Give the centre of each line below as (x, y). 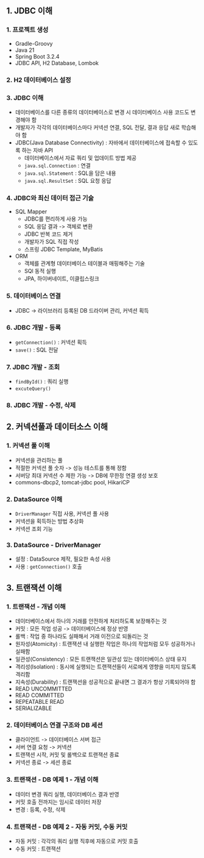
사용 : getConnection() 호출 (48, 567)
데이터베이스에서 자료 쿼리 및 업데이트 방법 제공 (80, 158)
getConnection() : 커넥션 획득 (51, 342)
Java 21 (25, 50)
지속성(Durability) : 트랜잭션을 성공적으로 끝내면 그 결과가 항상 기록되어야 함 (105, 682)
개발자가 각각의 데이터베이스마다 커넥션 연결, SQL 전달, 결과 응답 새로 (97, 127)
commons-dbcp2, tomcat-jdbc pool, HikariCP (72, 482)
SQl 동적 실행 (40, 271)
